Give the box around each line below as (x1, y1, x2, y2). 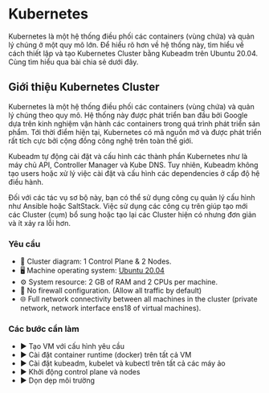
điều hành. (8, 177, 44, 186)
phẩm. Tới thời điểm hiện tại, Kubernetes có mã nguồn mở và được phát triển (8, 127, 263, 137)
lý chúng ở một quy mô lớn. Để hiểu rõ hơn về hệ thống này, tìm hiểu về (8, 39, 245, 49)
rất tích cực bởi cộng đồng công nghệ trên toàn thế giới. (8, 136, 194, 145)
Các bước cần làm (8, 323, 80, 334)
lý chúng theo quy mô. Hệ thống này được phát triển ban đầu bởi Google (8, 110, 248, 120)
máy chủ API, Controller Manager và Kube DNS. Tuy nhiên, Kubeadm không (8, 160, 259, 170)
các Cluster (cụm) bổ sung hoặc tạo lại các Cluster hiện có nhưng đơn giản (8, 210, 257, 219)
